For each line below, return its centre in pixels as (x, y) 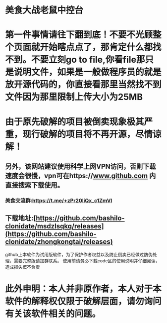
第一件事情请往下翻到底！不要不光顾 (79, 35)
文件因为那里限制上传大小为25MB (74, 97)
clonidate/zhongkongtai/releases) (59, 242)
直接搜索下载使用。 (34, 185)
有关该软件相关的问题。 (53, 314)
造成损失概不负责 (23, 267)
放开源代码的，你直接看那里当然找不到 (83, 85)
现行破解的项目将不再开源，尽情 (88, 134)
